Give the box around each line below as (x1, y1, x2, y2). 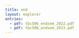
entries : (5, 16, 23, 21)
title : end (5, 7, 28, 12)
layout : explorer (5, 12, 41, 17)
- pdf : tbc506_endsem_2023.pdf (9, 26, 75, 31)
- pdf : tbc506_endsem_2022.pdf (9, 21, 75, 26)
